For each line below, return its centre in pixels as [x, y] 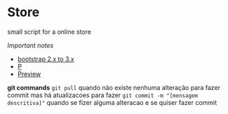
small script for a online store [49, 32]
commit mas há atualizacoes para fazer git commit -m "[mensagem [103, 95]
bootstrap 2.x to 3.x [46, 59]
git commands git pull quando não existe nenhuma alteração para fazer [114, 87]
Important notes [31, 45]
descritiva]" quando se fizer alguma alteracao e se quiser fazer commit [112, 102]
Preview [29, 74]
